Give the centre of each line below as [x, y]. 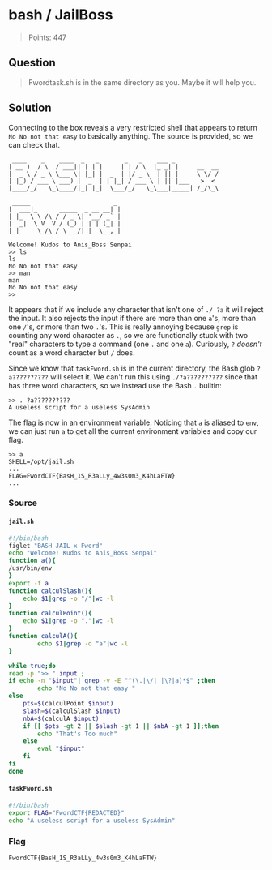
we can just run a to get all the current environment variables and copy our [133, 431]
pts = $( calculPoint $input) [68, 704]
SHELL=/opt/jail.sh [41, 461]
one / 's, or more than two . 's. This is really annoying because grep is [123, 327]
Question [32, 63]
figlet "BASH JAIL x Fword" [56, 546]
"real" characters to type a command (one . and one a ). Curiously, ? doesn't [135, 344]
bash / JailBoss [61, 15]
